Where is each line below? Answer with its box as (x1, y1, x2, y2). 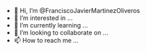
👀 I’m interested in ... (13, 14, 73, 22)
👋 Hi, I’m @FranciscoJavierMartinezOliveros (13, 7, 141, 14)
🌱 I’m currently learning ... (13, 21, 88, 29)
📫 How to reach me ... (13, 37, 79, 44)
